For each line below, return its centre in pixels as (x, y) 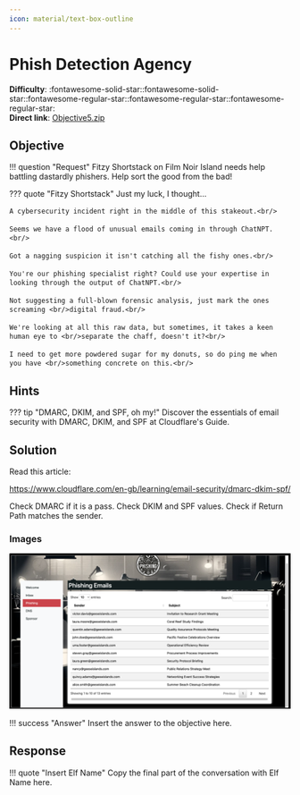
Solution (33, 450)
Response (38, 751)
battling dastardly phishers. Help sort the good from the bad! (121, 177)
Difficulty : (28, 89)
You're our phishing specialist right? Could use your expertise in (139, 274)
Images (26, 538)
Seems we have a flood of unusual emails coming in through (124, 229)
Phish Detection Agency (100, 64)
